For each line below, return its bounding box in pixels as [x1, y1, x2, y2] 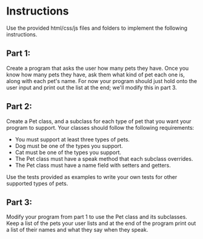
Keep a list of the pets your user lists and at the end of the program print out [6, 220, 196, 227]
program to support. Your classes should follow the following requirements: [6, 124, 195, 131]
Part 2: [6, 101, 32, 112]
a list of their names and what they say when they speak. [6, 226, 148, 234]
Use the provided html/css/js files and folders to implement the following [6, 24, 188, 32]
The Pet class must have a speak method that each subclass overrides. [15, 155, 193, 162]
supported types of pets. [6, 180, 68, 187]
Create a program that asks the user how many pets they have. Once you [6, 64, 189, 72]
